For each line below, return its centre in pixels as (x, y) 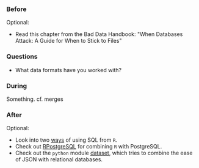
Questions (22, 57)
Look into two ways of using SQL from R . (66, 140)
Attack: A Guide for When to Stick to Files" (68, 41)
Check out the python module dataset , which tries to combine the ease (104, 153)
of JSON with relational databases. (59, 159)
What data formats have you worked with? (68, 70)
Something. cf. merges (35, 99)
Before (16, 9)
